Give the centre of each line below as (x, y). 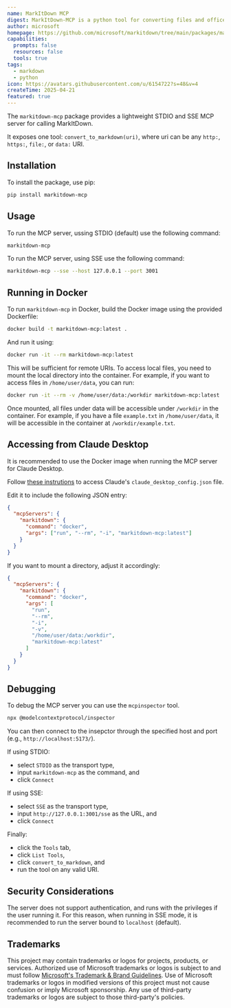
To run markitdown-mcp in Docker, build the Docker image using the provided (114, 309)
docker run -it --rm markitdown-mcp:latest (70, 355)
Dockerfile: (23, 316)
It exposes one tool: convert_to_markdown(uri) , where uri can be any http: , (114, 137)
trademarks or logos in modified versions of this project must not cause (108, 982)
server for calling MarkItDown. (50, 123)
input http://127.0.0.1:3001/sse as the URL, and (87, 814)
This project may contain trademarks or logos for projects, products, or (108, 961)
